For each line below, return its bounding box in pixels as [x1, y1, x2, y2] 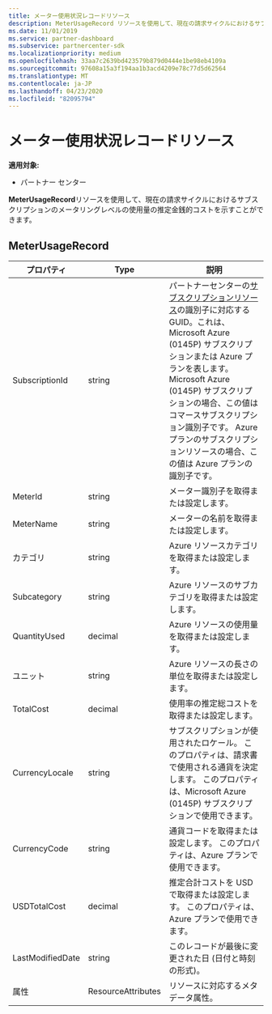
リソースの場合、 [185, 446, 250, 457]
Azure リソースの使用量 [168, 619, 259, 630]
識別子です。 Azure [185, 422, 258, 433]
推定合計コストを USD [168, 877, 253, 888]
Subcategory [12, 592, 62, 602]
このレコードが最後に [168, 940, 251, 952]
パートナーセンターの [168, 280, 251, 291]
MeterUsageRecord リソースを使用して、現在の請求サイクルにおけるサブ [8, 195, 252, 205]
